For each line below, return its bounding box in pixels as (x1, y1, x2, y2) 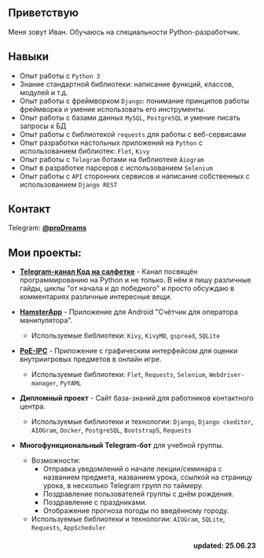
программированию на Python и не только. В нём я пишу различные (19, 275, 251, 285)
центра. (19, 401, 46, 412)
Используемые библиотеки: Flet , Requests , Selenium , (31, 370, 208, 379)
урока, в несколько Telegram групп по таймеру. (42, 481, 204, 490)
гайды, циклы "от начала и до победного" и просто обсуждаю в (19, 283, 235, 294)
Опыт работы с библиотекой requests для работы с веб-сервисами (19, 129, 247, 139)
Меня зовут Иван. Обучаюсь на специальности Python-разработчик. (8, 27, 241, 36)
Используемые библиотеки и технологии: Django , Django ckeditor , (31, 417, 254, 427)
